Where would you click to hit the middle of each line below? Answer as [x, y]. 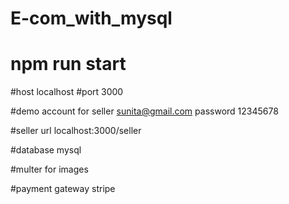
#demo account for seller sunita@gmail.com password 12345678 [144, 111]
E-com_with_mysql [91, 18]
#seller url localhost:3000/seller [76, 131]
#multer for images [49, 169]
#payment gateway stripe [63, 189]
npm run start [68, 64]
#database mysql [46, 150]
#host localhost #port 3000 [67, 92]
